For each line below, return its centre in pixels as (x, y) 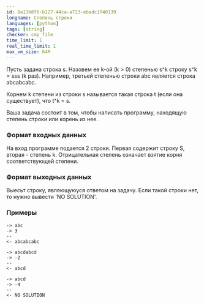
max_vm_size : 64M (28, 52)
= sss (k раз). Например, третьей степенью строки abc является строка (101, 76)
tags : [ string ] (26, 29)
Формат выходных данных (49, 177)
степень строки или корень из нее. (52, 119)
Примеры (22, 213)
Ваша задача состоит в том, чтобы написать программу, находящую (96, 112)
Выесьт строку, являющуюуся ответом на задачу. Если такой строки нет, (103, 190)
